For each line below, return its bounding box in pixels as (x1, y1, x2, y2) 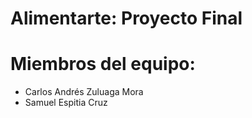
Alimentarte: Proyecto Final (10, 7, 243, 30)
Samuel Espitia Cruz (24, 97, 108, 109)
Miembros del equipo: (10, 53, 196, 76)
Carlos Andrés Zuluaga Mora (24, 86, 144, 98)
